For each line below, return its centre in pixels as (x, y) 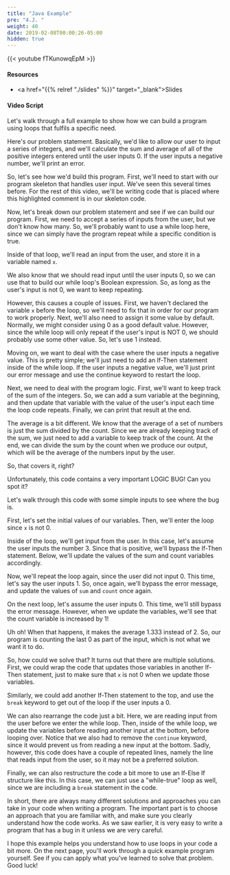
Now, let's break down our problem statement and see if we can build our (111, 212)
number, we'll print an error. (46, 163)
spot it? (18, 486)
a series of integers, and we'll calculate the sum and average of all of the (110, 148)
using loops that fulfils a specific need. (62, 128)
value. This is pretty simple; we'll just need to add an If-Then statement (107, 360)
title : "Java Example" (39, 13)
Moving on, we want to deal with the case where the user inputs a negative (113, 353)
